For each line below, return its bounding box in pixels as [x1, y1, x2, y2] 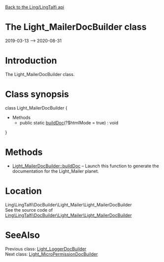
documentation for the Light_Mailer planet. [12, 168, 99, 174]
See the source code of [5, 207, 53, 213]
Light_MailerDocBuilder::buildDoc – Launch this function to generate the [12, 163, 159, 169]
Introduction [5, 55, 57, 66]
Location [5, 185, 42, 196]
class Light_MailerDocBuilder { [5, 105, 68, 111]
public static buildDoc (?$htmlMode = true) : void [19, 119, 119, 125]
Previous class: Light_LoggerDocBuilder [5, 246, 86, 252]
